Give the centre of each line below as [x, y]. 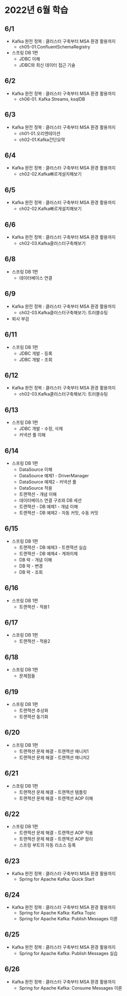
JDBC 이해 [30, 59]
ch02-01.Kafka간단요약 [42, 140]
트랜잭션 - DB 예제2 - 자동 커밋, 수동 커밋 [59, 512]
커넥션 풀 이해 [32, 435]
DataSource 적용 [36, 488]
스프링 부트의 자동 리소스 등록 [47, 845]
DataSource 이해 [36, 469]
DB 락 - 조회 [31, 572]
